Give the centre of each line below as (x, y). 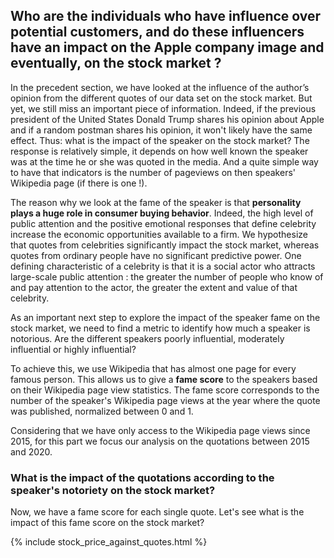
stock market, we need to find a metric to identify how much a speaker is (160, 328)
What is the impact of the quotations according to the (142, 477)
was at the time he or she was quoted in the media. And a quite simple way (164, 161)
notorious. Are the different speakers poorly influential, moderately (147, 338)
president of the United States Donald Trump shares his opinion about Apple (167, 119)
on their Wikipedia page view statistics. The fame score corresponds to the (165, 390)
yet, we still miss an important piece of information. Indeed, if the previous (163, 108)
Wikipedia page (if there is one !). (79, 183)
